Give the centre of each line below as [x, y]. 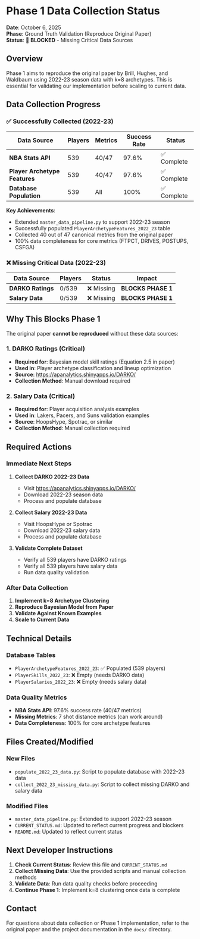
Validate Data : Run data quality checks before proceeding [86, 883]
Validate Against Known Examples [58, 614]
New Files [21, 759]
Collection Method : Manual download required [73, 381]
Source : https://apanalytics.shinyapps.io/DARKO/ [75, 374]
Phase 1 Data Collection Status [83, 11]
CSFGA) [25, 248]
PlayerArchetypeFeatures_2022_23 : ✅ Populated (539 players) [90, 668]
